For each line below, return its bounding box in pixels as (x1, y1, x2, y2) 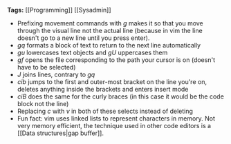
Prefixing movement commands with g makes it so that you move (17, 19, 204, 27)
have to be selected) (17, 63, 76, 71)
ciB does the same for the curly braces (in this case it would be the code (17, 92, 225, 101)
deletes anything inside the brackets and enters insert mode (17, 85, 189, 93)
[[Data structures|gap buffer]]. (17, 129, 104, 137)
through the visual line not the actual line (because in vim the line (17, 27, 203, 34)
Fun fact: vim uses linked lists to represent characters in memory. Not (17, 114, 216, 123)
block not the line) (17, 100, 69, 107)
